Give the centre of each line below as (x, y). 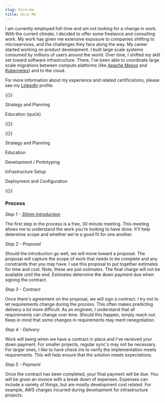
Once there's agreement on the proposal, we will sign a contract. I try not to (82, 299)
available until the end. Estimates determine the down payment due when (80, 274)
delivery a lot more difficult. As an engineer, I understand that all (70, 309)
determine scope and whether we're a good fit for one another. (69, 234)
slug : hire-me (20, 10)
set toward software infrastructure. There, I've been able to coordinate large (82, 60)
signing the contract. (26, 279)
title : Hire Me (21, 14)
